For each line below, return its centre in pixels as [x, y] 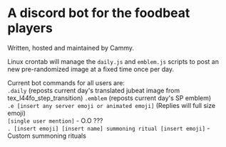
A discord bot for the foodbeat [99, 13]
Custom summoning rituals [47, 136]
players [30, 28]
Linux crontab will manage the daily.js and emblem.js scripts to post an [113, 61]
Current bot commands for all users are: [66, 82]
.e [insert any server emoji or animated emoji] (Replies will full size [112, 105]
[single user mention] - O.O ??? [55, 120]
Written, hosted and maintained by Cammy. [71, 48]
